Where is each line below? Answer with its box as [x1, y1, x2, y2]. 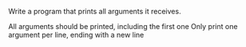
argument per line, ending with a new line [8, 31, 145, 39]
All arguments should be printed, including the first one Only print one [8, 22, 238, 31]
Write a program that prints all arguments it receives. [8, 7, 181, 16]
